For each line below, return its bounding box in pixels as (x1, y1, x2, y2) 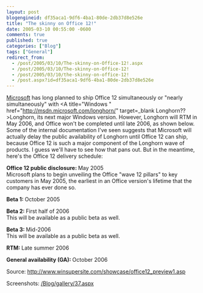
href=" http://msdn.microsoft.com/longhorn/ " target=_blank (6, 107, 155, 114)
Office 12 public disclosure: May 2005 (6, 165, 104, 172)
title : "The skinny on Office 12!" (6, 20, 97, 26)
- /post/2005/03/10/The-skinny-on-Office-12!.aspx (12, 60, 143, 66)
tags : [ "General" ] (6, 49, 53, 55)
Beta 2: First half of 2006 (6, 207, 69, 215)
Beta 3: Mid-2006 (6, 226, 51, 233)
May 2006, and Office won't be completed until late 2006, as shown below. (6, 120, 195, 127)
